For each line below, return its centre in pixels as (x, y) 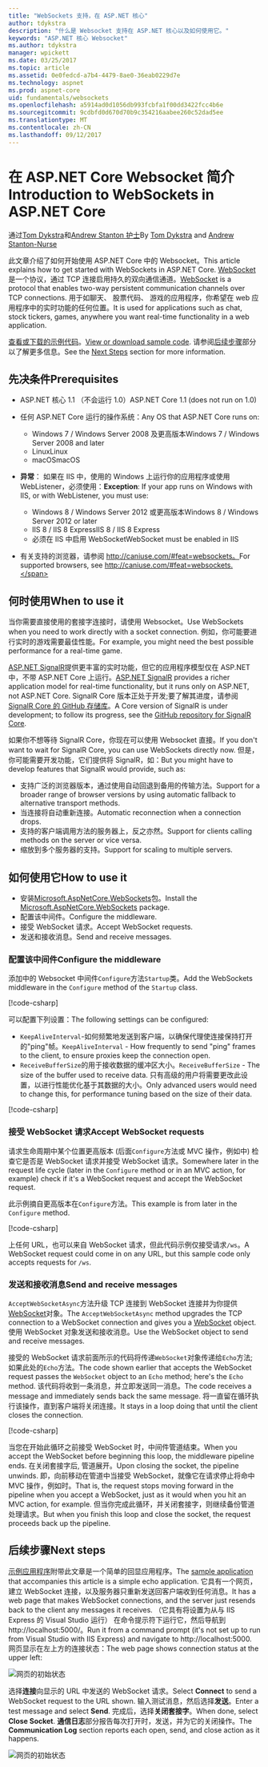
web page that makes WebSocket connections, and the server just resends (132, 1600)
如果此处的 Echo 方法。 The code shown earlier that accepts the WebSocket (130, 1367)
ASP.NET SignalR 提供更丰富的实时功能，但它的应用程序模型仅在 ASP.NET (129, 668)
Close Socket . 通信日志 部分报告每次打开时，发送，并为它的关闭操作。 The (130, 1721)
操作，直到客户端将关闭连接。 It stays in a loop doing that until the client (140, 1406)
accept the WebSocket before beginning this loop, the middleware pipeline (131, 1456)
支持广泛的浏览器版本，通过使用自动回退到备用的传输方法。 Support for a (140, 785)
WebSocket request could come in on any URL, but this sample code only (129, 1253)
